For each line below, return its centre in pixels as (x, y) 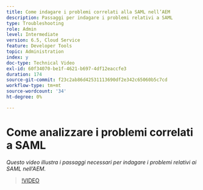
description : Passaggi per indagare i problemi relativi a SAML (90, 18)
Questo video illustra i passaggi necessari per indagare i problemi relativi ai (101, 162)
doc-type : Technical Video (41, 63)
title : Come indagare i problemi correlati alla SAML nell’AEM (88, 12)
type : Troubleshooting (35, 23)
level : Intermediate (33, 35)
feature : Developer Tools (39, 46)
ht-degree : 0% (24, 97)
